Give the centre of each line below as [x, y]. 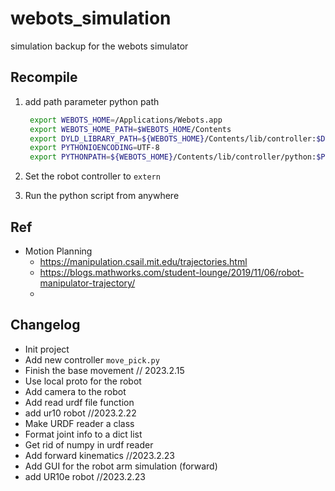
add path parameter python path [92, 101]
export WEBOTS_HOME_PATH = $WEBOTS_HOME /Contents [130, 129]
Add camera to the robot [75, 391]
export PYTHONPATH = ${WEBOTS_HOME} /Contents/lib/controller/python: [173, 157]
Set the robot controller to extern [92, 176]
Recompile [44, 77]
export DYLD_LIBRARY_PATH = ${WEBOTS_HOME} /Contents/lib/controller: [173, 138]
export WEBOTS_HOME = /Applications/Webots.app [126, 120]
